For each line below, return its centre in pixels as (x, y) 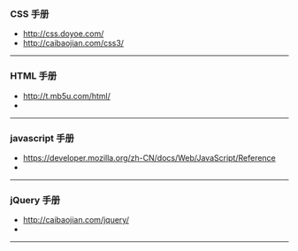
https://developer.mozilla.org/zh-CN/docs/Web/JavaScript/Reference (149, 157)
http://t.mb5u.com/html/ (67, 95)
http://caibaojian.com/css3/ (73, 43)
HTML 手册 (34, 76)
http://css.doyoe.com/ (63, 34)
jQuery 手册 (35, 200)
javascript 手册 (42, 138)
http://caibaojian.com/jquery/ (76, 220)
